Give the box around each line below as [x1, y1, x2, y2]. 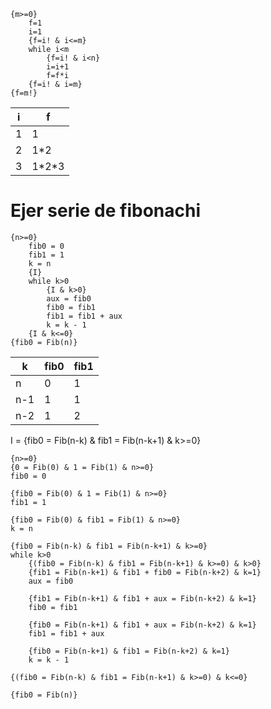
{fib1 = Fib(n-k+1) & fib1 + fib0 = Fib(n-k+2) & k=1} [28, 567, 262, 577]
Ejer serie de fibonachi [10, 200, 202, 222]
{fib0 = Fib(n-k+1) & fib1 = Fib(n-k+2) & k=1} [28, 646, 230, 656]
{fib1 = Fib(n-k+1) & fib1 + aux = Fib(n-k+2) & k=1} [28, 593, 257, 604]
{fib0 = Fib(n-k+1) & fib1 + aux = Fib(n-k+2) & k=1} [28, 620, 257, 630]
